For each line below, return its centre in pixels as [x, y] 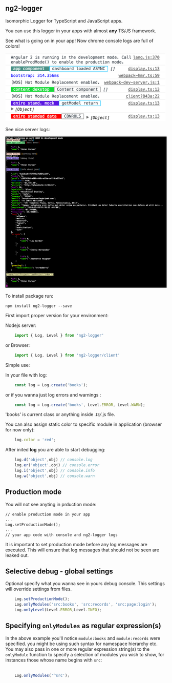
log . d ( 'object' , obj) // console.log [54, 460]
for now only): [20, 430]
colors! [13, 46]
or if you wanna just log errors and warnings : [53, 395]
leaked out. [17, 555]
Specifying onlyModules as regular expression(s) [83, 626]
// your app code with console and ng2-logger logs [61, 535]
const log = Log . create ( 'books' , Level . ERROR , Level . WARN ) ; [80, 405]
